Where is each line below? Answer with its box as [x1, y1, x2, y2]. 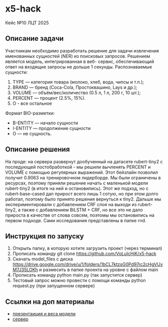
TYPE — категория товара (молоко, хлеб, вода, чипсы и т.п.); [12, 79, 144, 85]
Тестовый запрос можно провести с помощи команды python [12, 278, 146, 284]
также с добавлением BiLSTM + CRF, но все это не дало [22, 207, 143, 213]
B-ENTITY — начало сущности [12, 119, 78, 126]
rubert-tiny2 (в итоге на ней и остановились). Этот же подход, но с [5, 185, 149, 191]
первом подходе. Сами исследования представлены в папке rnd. [5, 217, 147, 223]
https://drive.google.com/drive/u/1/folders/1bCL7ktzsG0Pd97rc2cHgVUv [12, 261, 163, 268]
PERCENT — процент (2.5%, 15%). [12, 95, 86, 101]
